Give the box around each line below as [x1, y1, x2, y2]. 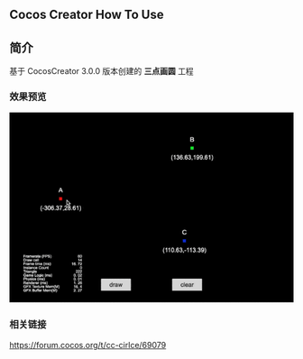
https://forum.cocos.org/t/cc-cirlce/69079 [9, 339, 167, 350]
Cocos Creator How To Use [9, 7, 164, 23]
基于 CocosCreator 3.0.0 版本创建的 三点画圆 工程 [9, 66, 194, 77]
